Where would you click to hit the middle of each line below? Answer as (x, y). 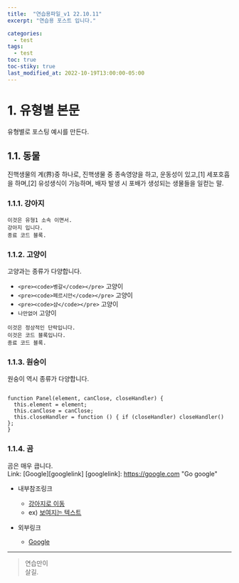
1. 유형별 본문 (44, 110)
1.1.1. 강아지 (26, 203)
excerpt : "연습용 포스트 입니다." (52, 21)
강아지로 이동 (47, 503)
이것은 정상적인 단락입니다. (42, 328)
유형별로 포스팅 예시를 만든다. (48, 132)
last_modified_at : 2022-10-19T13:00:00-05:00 (76, 73)
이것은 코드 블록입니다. (37, 335)
